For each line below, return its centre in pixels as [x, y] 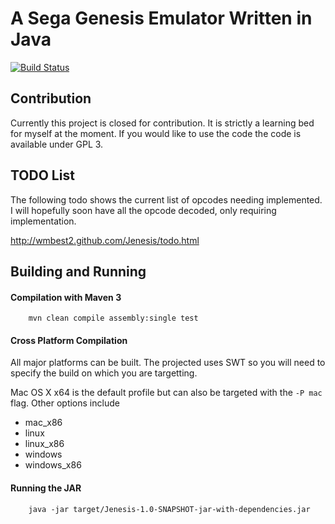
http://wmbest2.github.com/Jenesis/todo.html [105, 240]
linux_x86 [44, 444]
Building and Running [78, 271]
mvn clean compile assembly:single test [113, 318]
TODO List [42, 175]
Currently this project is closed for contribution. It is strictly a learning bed [162, 123]
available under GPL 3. [57, 144]
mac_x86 [43, 423]
